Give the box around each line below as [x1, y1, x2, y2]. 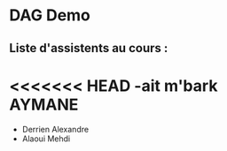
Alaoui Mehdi [21, 133, 71, 144]
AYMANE [9, 94, 79, 115]
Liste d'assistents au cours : [9, 41, 168, 56]
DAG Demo [9, 5, 91, 26]
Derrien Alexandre [21, 124, 90, 134]
